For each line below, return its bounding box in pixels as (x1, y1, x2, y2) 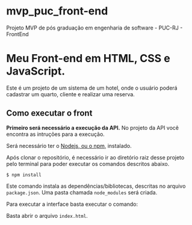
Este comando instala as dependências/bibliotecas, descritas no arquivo (6, 182, 186, 190)
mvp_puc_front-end (6, 4, 108, 18)
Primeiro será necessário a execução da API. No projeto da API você (6, 124, 179, 131)
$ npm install (6, 171, 42, 178)
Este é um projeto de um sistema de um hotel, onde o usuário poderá (6, 84, 178, 91)
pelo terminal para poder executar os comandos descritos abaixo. (6, 160, 170, 167)
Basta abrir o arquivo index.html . (6, 212, 88, 219)
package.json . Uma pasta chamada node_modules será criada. (6, 188, 158, 196)
